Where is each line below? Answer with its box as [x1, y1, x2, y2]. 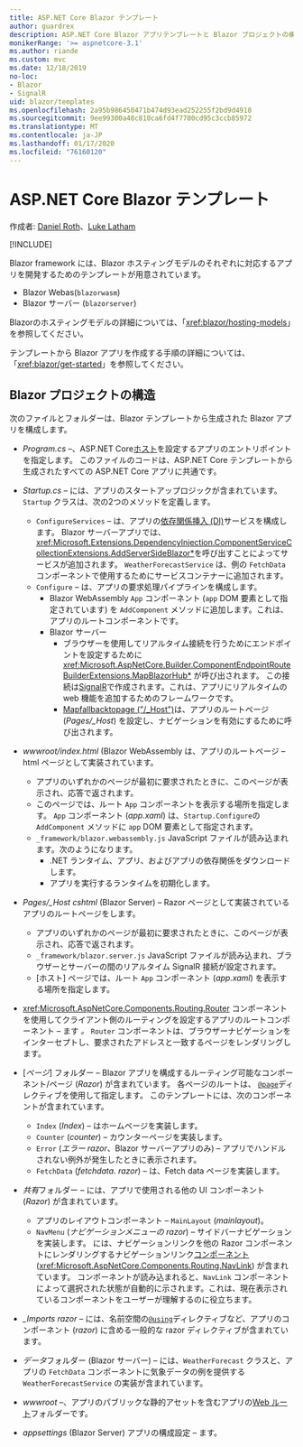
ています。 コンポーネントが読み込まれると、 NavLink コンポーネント [35, 1272, 289, 1283]
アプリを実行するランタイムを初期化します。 [49, 877, 215, 889]
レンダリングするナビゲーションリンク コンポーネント [51, 1249, 250, 1260]
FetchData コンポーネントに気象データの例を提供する [48, 1367, 246, 1377]
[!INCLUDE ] [9, 238, 52, 249]
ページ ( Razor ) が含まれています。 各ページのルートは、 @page [49, 1079, 279, 1090]
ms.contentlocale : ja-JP [9, 131, 103, 140]
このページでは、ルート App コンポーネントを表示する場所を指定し [35, 799, 282, 810]
